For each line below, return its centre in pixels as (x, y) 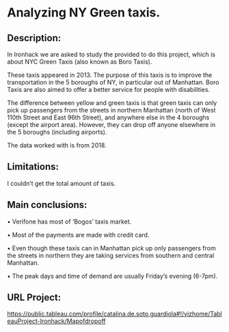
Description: (34, 38)
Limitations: (33, 167)
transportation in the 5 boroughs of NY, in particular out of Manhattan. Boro (113, 82)
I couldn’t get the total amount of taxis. (62, 183)
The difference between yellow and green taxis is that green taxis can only (112, 103)
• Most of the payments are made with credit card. (78, 235)
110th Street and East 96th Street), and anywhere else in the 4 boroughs (108, 117)
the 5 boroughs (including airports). (57, 132)
